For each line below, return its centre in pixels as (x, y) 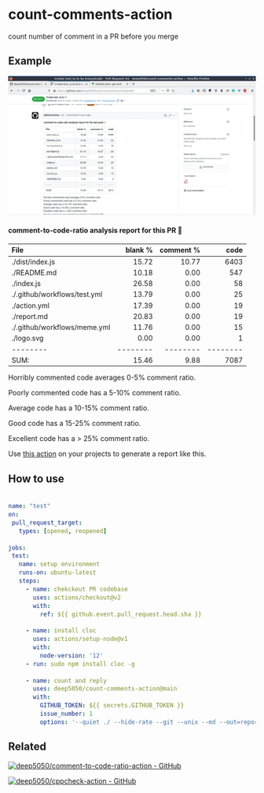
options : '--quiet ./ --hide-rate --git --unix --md (128, 722)
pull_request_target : (47, 522)
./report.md (30, 316)
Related (27, 747)
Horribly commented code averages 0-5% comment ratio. (102, 378)
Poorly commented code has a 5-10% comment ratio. (95, 393)
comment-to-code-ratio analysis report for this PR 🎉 (95, 231)
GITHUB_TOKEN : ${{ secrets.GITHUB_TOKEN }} (112, 706)
